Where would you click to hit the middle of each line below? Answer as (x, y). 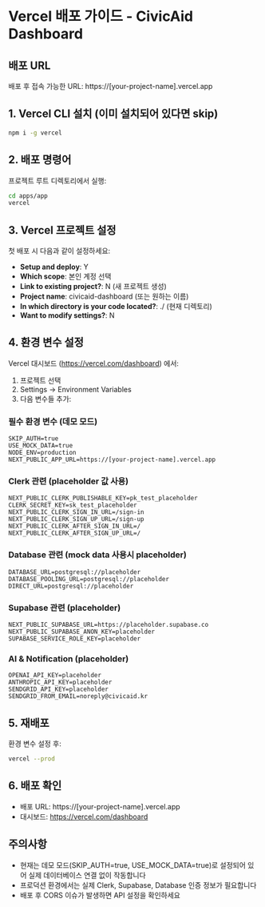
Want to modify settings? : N (67, 315)
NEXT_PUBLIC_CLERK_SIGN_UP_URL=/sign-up (77, 520)
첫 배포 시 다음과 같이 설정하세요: (59, 251)
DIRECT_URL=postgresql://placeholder (71, 586)
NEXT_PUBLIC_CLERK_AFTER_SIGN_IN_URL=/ (75, 526)
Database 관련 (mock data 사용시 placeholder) (98, 555)
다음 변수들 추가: (45, 399)
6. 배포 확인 (35, 786)
